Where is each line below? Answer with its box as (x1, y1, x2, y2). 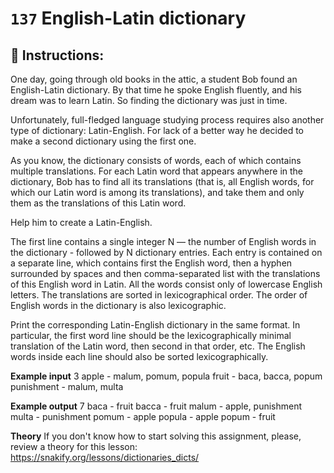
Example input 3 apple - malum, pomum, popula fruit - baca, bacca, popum (10, 370, 323, 382)
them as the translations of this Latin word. (10, 197, 187, 209)
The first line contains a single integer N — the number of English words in (10, 236, 317, 247)
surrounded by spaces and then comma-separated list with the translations (10, 268, 321, 279)
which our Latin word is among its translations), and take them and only (10, 187, 305, 198)
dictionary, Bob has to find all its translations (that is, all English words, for (10, 176, 315, 187)
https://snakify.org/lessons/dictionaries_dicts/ (10, 452, 200, 463)
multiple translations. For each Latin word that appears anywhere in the (10, 165, 304, 177)
